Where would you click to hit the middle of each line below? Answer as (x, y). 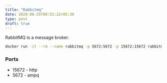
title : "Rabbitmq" (24, 10)
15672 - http (25, 70)
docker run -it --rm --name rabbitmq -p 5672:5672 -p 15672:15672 (75, 47)
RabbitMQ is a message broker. (37, 38)
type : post (16, 19)
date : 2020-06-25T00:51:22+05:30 (40, 14)
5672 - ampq (26, 75)
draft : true (17, 23)
